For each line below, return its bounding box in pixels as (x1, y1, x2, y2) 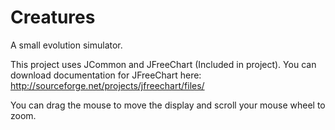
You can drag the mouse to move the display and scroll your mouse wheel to (10, 99, 326, 111)
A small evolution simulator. (10, 39, 123, 51)
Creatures (10, 6, 96, 29)
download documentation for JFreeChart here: (10, 69, 202, 81)
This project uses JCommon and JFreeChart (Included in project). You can (10, 58, 317, 70)
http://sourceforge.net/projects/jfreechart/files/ (10, 79, 205, 91)
